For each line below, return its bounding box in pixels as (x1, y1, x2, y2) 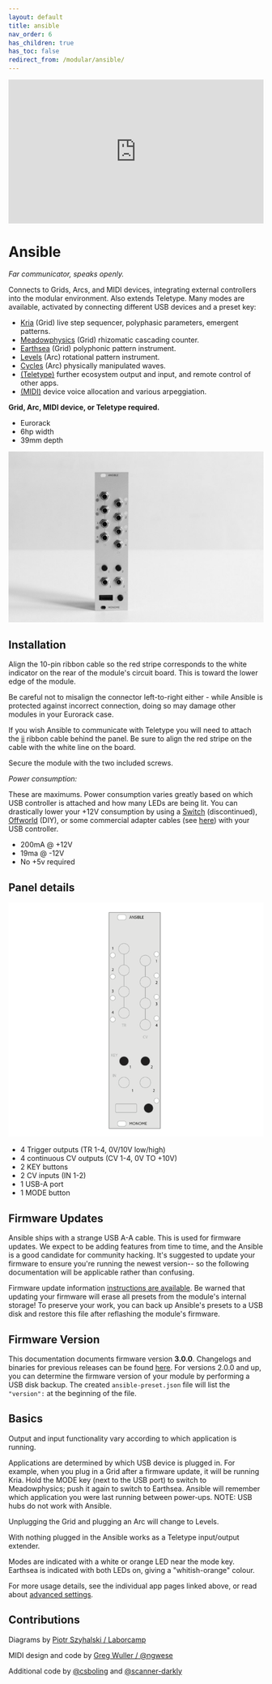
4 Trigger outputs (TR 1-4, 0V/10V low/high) (19, 1145, 166, 1155)
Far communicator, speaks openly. (8, 269, 124, 279)
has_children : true (8, 39, 74, 47)
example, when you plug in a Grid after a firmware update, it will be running (8, 1466, 260, 1476)
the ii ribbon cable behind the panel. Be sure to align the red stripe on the (8, 734, 253, 743)
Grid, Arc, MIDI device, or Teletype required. (8, 402, 160, 413)
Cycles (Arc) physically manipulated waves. (19, 361, 166, 371)
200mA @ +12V (19, 840, 73, 850)
